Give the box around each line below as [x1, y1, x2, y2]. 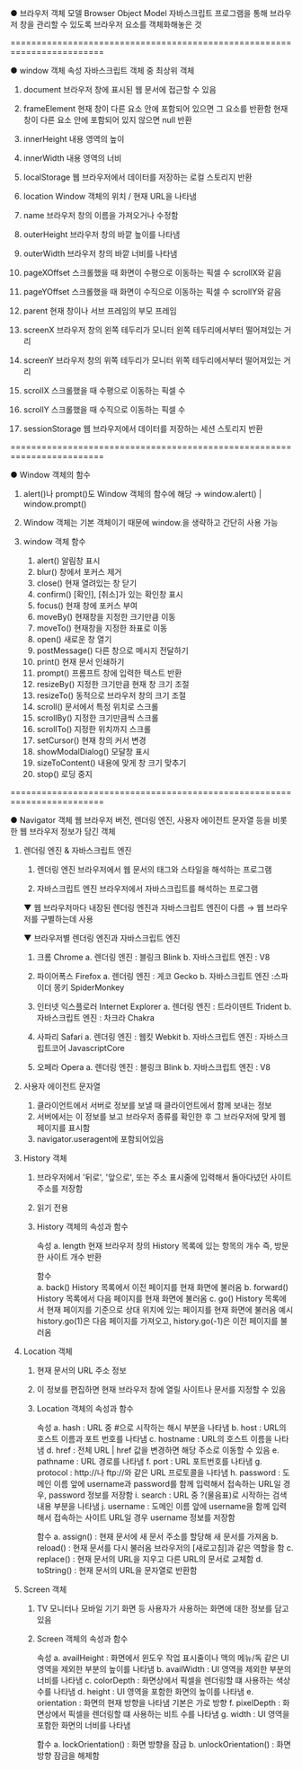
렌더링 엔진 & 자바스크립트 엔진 [22, 845, 133, 855]
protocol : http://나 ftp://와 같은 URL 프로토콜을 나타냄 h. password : [36, 1467, 281, 1478]
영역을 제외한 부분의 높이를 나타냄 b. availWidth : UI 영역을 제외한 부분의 [36, 1664, 291, 1674]
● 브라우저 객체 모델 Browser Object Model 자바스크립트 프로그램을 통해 [10, 8, 268, 18]
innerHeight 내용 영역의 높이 [22, 134, 125, 144]
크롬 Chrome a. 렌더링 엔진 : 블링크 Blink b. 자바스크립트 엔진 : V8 [36, 951, 271, 962]
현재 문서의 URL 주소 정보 [36, 1365, 127, 1375]
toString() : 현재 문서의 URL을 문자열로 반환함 [36, 1565, 198, 1575]
